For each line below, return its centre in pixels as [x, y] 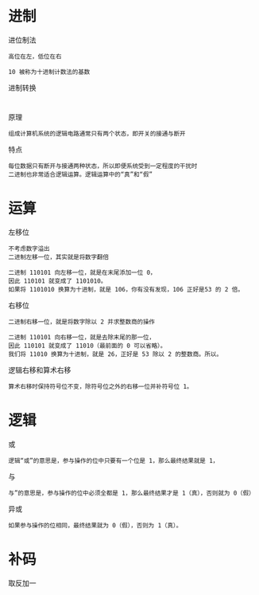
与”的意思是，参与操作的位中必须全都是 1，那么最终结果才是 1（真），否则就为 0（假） [132, 493]
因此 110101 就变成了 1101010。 [58, 281]
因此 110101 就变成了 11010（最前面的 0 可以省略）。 [87, 346]
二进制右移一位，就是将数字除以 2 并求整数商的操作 [81, 322]
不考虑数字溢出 [29, 249]
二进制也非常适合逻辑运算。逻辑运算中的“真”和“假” [81, 175]
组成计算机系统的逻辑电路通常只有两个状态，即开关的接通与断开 [97, 134]
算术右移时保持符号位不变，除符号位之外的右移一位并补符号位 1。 [101, 387]
